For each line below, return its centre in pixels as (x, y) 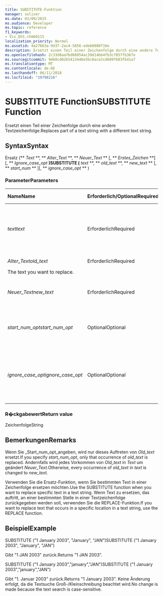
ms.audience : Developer (29, 23)
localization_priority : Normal (37, 41)
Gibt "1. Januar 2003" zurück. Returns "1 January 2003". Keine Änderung (78, 579)
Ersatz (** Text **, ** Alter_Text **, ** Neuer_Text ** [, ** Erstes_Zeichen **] (80, 158)
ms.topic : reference (26, 28)
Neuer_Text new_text (31, 292)
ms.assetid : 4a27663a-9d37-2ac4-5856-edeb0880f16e (57, 46)
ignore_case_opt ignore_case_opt (45, 374)
